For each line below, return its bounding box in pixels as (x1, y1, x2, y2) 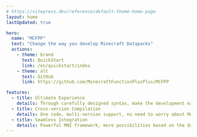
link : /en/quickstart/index (21, 63, 91, 68)
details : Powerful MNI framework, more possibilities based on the (16, 122, 185, 128)
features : (6, 90, 30, 95)
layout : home (6, 14, 38, 20)
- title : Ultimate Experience (11, 95, 85, 101)
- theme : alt (16, 68, 49, 74)
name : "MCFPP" (11, 36, 46, 42)
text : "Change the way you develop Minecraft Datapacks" (11, 41, 154, 47)
